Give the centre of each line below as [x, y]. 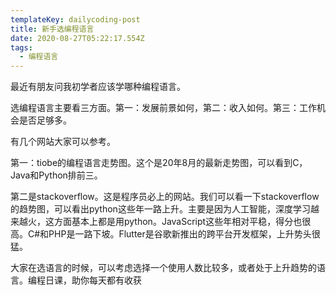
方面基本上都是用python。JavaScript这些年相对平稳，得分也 [178, 222]
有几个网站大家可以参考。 [63, 142]
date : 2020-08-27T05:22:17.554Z [77, 38]
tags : [21, 47]
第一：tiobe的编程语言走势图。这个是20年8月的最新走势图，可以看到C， [159, 163]
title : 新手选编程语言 [52, 29]
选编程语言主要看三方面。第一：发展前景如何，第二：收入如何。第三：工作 [163, 108]
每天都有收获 [115, 280]
